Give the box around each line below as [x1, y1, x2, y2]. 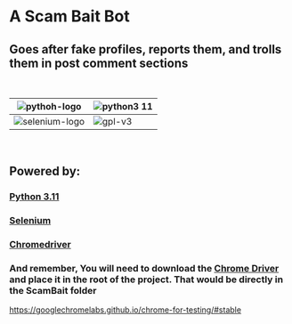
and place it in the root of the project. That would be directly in [9, 273, 283, 286]
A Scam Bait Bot [9, 6, 131, 27]
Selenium [9, 215, 52, 227]
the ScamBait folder [9, 285, 97, 297]
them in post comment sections [9, 55, 189, 70]
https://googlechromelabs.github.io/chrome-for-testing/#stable [9, 304, 242, 315]
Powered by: [9, 164, 81, 179]
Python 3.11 [9, 190, 60, 203]
